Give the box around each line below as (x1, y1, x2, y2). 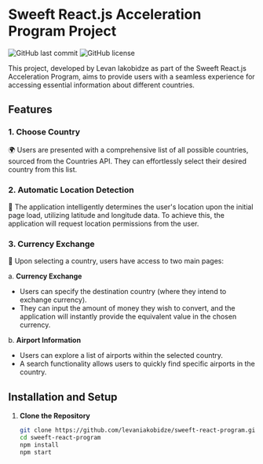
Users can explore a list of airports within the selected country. (19, 351, 224, 360)
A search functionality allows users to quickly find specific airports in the (19, 359, 255, 369)
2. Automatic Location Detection (8, 184, 135, 195)
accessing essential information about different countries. (8, 80, 195, 90)
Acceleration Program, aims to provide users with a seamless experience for (8, 72, 255, 81)
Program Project (8, 22, 117, 40)
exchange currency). (19, 295, 88, 304)
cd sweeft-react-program (19, 433, 101, 441)
